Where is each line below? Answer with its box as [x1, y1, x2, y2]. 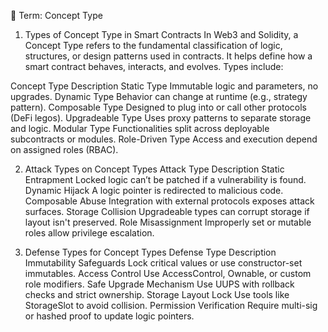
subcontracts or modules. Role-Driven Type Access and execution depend [10, 133, 318, 145]
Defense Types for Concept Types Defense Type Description [24, 246, 277, 258]
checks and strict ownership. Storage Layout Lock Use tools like [24, 289, 290, 300]
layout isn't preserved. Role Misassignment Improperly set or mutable [24, 216, 312, 228]
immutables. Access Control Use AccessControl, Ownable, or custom [24, 268, 312, 279]
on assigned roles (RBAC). [10, 144, 119, 155]
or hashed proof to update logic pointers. [24, 310, 195, 322]
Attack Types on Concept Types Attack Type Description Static [24, 163, 285, 175]
